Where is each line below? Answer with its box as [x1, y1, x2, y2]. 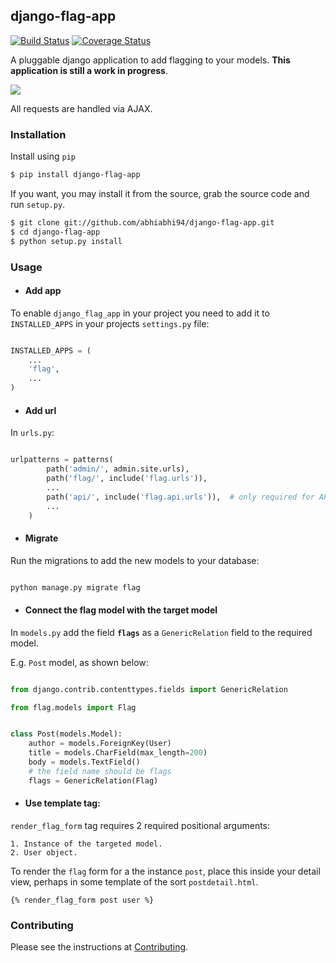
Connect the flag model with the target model [24, 604, 218, 616]
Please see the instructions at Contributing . [10, 941, 189, 953]
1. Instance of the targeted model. [10, 839, 163, 849]
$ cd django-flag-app [10, 227, 101, 237]
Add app [24, 285, 62, 297]
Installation [10, 127, 67, 141]
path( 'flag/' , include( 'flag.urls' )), [46, 474, 208, 484]
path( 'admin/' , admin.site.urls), [46, 464, 190, 474]
